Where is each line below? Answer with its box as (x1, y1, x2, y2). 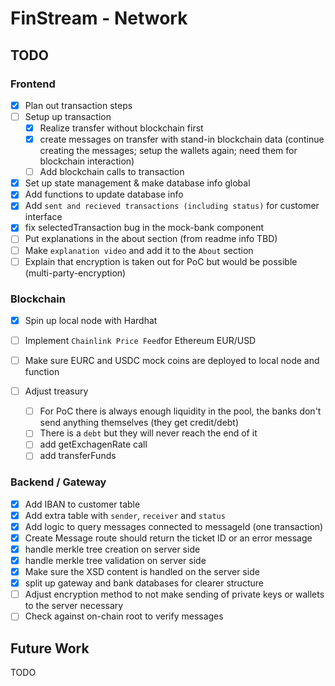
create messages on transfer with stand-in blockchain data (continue (39, 133, 325, 146)
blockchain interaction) (39, 155, 135, 167)
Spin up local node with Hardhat (24, 314, 158, 326)
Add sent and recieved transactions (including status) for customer (24, 200, 320, 212)
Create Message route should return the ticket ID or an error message (24, 532, 313, 544)
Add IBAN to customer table (24, 498, 141, 510)
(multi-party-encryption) (24, 267, 127, 279)
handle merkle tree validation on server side (24, 555, 207, 567)
